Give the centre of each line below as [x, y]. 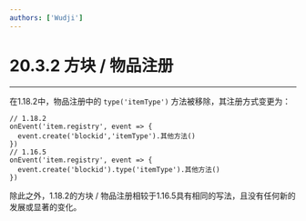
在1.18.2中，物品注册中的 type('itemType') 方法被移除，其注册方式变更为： [150, 101]
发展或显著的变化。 [46, 206]
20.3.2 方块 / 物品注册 [92, 65]
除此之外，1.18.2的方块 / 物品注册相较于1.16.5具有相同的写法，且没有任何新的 [153, 196]
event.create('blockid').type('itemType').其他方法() [119, 169]
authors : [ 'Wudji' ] [46, 18]
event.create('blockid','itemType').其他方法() [107, 136]
